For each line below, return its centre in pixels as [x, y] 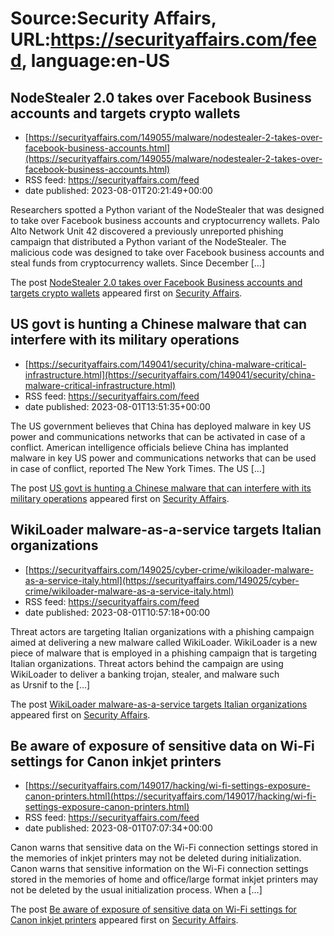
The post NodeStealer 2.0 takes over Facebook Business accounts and [156, 282]
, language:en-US [96, 61]
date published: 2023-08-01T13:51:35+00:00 [117, 406]
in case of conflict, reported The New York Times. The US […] [138, 468]
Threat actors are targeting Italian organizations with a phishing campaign [162, 631]
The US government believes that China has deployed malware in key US [161, 426]
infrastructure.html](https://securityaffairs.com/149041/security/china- [170, 374]
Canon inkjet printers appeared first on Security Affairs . [124, 920]
